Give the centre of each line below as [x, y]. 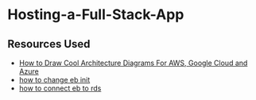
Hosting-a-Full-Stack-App [96, 15]
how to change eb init [54, 80]
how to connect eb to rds [60, 88]
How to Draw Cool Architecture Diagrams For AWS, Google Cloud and [133, 63]
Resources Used [49, 44]
